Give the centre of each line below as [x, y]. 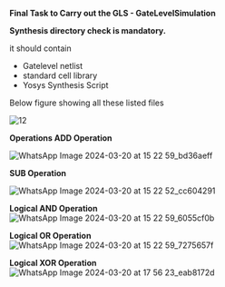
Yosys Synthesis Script [65, 85]
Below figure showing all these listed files [87, 103]
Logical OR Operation [50, 236]
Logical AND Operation [54, 208]
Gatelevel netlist [53, 66]
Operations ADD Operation [61, 138]
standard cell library [60, 75]
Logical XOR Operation [53, 263]
